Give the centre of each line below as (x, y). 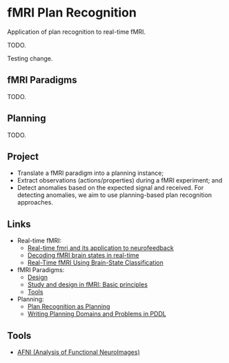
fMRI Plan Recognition (72, 13)
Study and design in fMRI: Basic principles (88, 284)
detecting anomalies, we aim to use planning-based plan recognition (114, 195)
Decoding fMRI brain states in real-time (83, 256)
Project (23, 156)
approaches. (35, 203)
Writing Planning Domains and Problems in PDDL (97, 314)
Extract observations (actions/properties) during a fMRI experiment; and (120, 180)
